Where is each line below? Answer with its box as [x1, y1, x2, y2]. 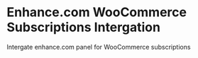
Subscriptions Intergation [6, 19, 161, 35]
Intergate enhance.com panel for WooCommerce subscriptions [6, 42, 191, 51]
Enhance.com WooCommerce [6, 4, 187, 21]
